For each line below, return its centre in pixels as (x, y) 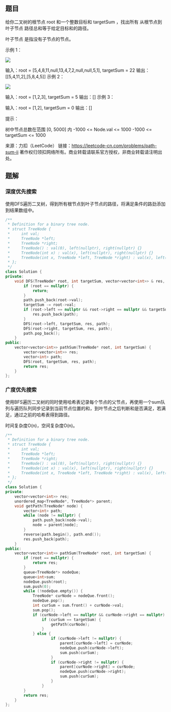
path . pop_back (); (42, 333)
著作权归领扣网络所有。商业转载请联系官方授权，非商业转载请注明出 (91, 152)
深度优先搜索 (21, 192)
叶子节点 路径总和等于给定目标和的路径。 (48, 28)
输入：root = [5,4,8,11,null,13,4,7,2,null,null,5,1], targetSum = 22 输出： (78, 70)
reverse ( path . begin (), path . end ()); (62, 534)
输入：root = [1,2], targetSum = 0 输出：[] (49, 107)
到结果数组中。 (21, 210)
